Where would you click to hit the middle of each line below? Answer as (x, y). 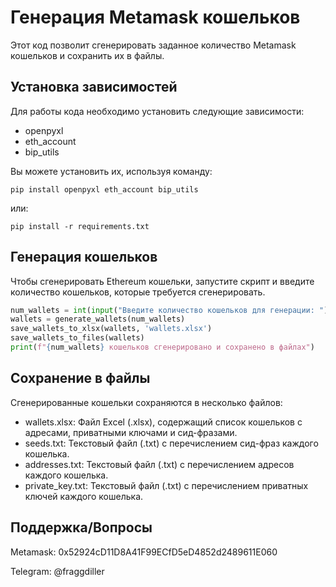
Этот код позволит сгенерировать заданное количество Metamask (153, 45)
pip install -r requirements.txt (80, 226)
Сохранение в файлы (80, 378)
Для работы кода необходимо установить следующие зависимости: (157, 111)
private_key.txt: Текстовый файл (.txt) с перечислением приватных (166, 485)
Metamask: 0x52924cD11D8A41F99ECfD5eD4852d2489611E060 (144, 552)
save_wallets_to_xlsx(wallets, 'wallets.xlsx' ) (111, 329)
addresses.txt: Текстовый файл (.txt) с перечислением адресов (159, 464)
